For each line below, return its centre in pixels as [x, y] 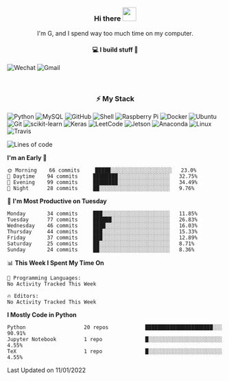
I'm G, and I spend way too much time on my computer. [115, 34]
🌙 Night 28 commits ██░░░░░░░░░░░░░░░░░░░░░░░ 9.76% [101, 188]
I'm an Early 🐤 [27, 157]
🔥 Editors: [23, 296]
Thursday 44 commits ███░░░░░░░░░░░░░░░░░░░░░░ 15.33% [102, 231]
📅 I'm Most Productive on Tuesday [57, 201]
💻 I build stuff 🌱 [115, 49]
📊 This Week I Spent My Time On [56, 263]
